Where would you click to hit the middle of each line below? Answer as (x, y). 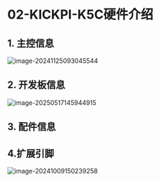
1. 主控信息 (31, 43)
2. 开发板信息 (36, 85)
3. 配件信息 (32, 127)
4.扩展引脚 (31, 153)
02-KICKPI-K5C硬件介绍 (80, 15)
